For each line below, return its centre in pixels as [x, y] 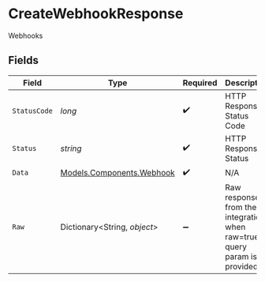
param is [241, 256]
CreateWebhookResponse [96, 14]
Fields [24, 60]
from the [241, 207]
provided [241, 266]
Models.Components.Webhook [118, 173]
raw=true [242, 236]
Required [200, 82]
